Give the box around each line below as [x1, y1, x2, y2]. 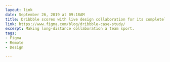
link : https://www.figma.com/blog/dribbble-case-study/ [5, 21, 125, 27]
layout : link [5, 7, 33, 13]
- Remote [5, 40, 24, 45]
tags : [5, 31, 17, 36]
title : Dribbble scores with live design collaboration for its [5, 17, 144, 22]
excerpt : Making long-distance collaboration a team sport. [5, 26, 135, 31]
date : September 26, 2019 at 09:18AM [5, 12, 85, 17]
